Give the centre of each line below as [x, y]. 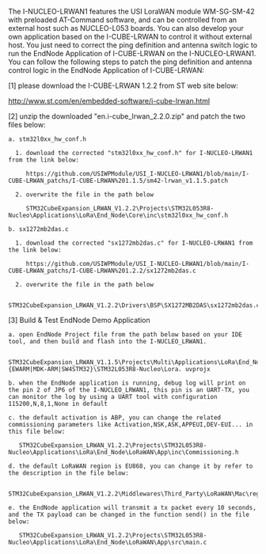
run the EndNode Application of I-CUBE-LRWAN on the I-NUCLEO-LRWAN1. [132, 53]
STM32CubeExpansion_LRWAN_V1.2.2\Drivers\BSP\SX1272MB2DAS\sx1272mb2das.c [134, 305]
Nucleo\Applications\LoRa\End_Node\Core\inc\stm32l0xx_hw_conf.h [118, 215]
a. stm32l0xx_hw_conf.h [47, 139]
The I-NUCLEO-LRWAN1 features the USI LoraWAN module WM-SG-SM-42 [131, 11]
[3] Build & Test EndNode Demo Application [79, 320]
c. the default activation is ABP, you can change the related [115, 418]
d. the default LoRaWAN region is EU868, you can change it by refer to [131, 466]
